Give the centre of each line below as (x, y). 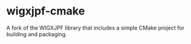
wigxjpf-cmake (46, 11)
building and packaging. (37, 34)
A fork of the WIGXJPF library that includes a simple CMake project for (95, 28)
